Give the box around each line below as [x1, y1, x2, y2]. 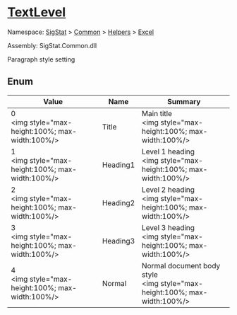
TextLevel [7, 4, 66, 21]
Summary [166, 96, 201, 106]
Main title [141, 108, 173, 118]
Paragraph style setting [7, 55, 75, 64]
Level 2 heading [141, 185, 195, 195]
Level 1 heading [141, 147, 195, 156]
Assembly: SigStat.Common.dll [7, 41, 97, 50]
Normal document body [141, 260, 221, 270]
